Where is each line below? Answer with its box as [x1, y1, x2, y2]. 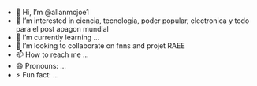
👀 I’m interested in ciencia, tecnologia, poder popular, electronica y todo [15, 16, 250, 25]
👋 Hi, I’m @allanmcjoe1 [15, 8, 89, 17]
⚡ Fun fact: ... [15, 70, 59, 79]
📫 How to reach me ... [15, 50, 89, 59]
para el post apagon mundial [15, 24, 109, 33]
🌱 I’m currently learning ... [15, 32, 100, 42]
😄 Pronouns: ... [15, 62, 67, 70]
